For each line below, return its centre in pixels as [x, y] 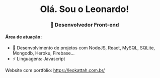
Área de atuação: [24, 36]
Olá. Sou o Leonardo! [85, 9]
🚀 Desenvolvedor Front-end [85, 25]
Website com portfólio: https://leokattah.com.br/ [55, 70]
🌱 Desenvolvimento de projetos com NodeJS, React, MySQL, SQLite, [84, 48]
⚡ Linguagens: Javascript [39, 59]
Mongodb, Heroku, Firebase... [44, 53]
